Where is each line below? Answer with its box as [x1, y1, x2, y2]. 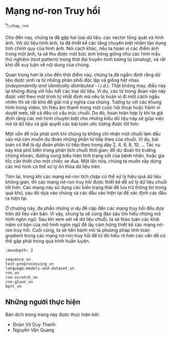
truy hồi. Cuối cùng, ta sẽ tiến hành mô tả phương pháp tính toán [13, 227, 150, 233]
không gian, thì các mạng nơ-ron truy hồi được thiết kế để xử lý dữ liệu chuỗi [5, 179, 167, 185]
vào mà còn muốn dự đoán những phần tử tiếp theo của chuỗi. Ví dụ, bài [5, 136, 159, 142]
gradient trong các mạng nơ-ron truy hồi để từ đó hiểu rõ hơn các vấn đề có [5, 232, 166, 238]
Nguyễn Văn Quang [12, 327, 54, 333]
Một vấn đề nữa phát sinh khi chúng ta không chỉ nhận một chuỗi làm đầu [5, 130, 161, 137]
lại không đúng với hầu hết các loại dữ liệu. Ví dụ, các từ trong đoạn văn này [5, 88, 166, 94]
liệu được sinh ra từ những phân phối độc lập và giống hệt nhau [5, 77, 140, 83]
